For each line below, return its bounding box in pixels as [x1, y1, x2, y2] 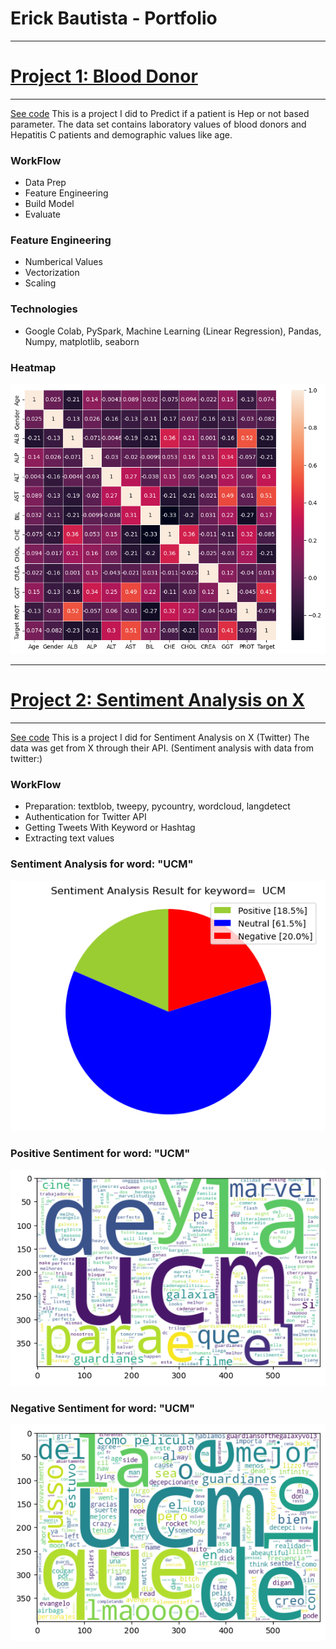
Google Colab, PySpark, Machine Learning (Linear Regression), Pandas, [24, 325, 322, 337]
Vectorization [24, 267, 80, 279]
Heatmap [10, 360, 57, 374]
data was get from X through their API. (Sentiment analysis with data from [10, 742, 314, 754]
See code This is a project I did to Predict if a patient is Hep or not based [10, 107, 310, 119]
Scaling [24, 277, 57, 289]
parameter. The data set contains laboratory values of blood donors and [10, 118, 307, 130]
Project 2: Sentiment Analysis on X [10, 689, 305, 712]
